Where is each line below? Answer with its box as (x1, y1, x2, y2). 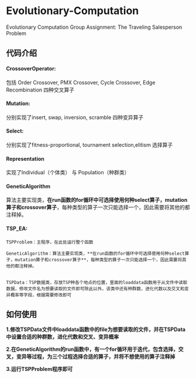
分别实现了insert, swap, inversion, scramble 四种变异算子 (6, 113, 144, 121)
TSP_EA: (6, 225, 28, 232)
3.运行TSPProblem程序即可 (6, 366, 73, 373)
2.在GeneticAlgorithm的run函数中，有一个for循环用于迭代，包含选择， (6, 346, 178, 353)
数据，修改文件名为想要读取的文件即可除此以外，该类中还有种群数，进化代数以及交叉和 (6, 286, 185, 292)
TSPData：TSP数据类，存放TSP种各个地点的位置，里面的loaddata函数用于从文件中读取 (6, 279, 188, 285)
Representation (6, 155, 45, 162)
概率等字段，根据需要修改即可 (10, 292, 72, 298)
